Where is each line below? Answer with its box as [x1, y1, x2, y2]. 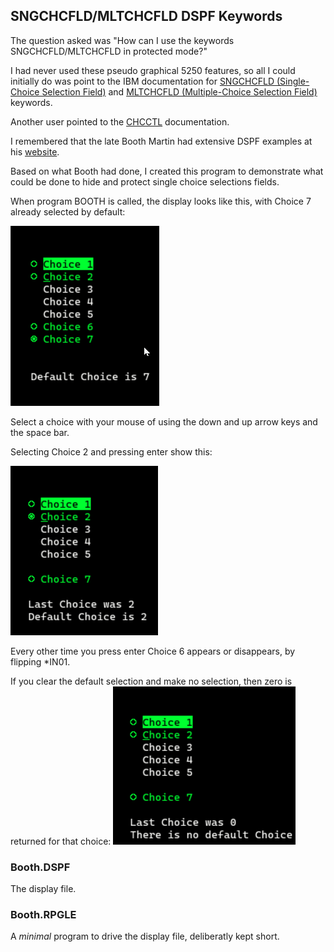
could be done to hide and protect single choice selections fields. [10, 175, 280, 188]
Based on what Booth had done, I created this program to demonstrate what [10, 165, 324, 177]
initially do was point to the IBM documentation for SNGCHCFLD [10, 75, 275, 87]
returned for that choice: [10, 835, 112, 847]
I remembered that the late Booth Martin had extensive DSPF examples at [10, 135, 313, 147]
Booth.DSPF [10, 860, 71, 874]
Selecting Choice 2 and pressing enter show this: [10, 445, 213, 458]
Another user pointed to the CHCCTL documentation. [10, 115, 230, 128]
